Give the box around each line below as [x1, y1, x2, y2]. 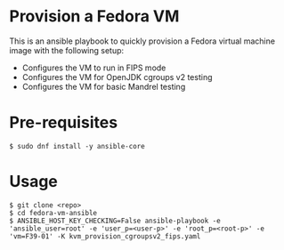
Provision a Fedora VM [9, 6, 180, 27]
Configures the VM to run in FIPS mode [21, 62, 166, 73]
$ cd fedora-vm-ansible [9, 208, 98, 217]
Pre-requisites [9, 113, 118, 133]
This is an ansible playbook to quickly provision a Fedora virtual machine [9, 36, 276, 46]
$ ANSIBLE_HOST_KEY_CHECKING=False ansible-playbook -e [9, 216, 221, 225]
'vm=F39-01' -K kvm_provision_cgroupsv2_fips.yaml [9, 231, 201, 241]
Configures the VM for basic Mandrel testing [21, 81, 186, 92]
